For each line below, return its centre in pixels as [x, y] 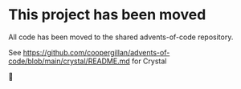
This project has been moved [107, 15]
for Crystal [149, 61]
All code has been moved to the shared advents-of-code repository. [121, 37]
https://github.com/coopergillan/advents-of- [96, 52]
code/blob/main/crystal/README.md [69, 61]
